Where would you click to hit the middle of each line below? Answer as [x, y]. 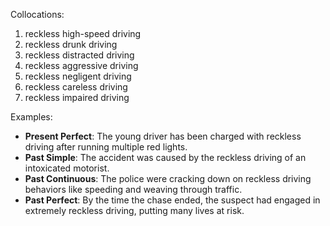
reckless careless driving [76, 87]
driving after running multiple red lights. [106, 147]
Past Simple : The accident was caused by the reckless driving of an [165, 157]
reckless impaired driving [77, 97]
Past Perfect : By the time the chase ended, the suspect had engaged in [172, 200]
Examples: [31, 117]
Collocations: [37, 14]
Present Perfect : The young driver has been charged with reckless [163, 136]
